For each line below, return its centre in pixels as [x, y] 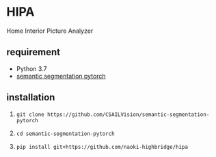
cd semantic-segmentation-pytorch [65, 134]
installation [31, 97]
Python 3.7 [31, 68]
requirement [33, 52]
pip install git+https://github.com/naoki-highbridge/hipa [102, 147]
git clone [30, 114]
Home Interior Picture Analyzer [50, 31]
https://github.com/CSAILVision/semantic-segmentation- [128, 114]
